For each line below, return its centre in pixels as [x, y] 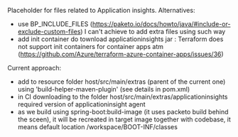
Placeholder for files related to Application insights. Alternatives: [101, 10]
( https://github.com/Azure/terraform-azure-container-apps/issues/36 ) [120, 54]
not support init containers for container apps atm [90, 46]
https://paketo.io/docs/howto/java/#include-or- [161, 24]
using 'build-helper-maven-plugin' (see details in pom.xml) [104, 89]
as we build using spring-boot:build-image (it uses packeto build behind [123, 112]
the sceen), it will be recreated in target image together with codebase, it [124, 119]
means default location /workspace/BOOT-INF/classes [97, 127]
